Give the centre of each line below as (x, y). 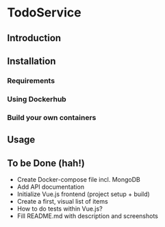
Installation (31, 61)
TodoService (44, 13)
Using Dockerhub (37, 99)
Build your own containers (52, 117)
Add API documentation (50, 187)
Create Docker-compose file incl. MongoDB (78, 179)
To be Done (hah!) (46, 163)
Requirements (31, 80)
